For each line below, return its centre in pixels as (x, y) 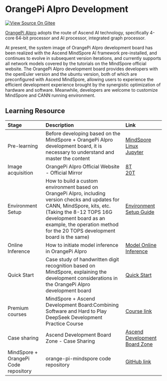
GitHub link (138, 362)
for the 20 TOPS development (81, 230)
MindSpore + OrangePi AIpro (79, 140)
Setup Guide (140, 212)
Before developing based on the (83, 133)
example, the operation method (82, 224)
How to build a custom (72, 181)
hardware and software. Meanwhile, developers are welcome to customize (82, 90)
